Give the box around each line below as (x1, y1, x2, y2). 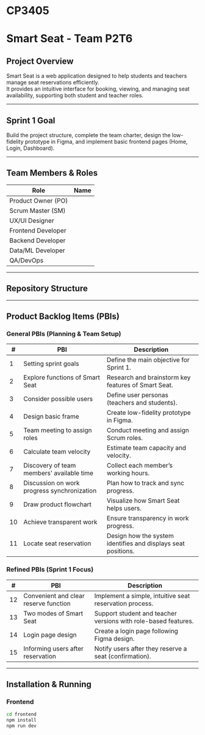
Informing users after (23, 644, 84, 652)
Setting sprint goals (23, 359, 79, 368)
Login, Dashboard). (6, 144, 55, 152)
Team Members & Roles (6, 168, 98, 178)
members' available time (23, 469, 93, 477)
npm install (6, 717, 37, 723)
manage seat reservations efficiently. (6, 79, 99, 86)
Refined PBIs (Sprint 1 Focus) (6, 565, 94, 574)
